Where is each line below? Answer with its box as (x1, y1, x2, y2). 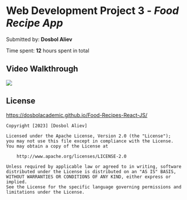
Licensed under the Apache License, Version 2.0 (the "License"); (6, 133, 171, 139)
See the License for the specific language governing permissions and (6, 184, 182, 190)
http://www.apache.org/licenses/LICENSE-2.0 (16, 153, 127, 159)
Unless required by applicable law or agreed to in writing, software (6, 163, 182, 170)
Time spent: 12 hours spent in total (6, 47, 89, 54)
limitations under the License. (6, 189, 85, 195)
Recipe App (6, 16, 63, 30)
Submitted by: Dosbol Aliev (6, 36, 72, 43)
